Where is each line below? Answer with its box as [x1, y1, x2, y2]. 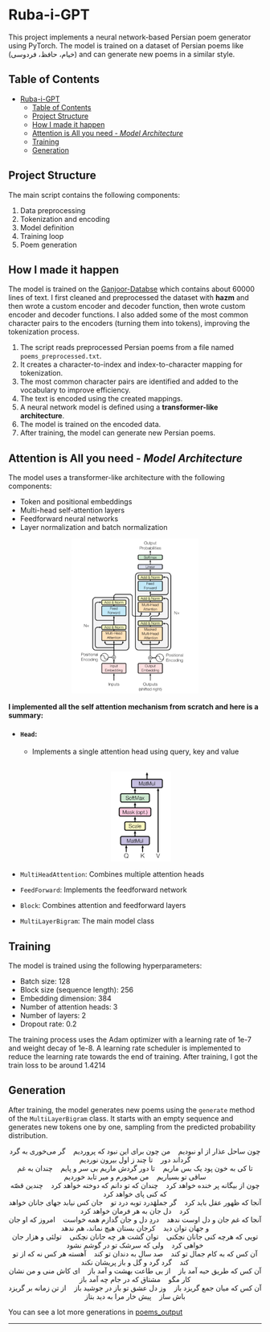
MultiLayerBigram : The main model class [19, 916, 155, 926]
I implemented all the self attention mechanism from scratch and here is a [8, 702, 259, 712]
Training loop [19, 231, 64, 240]
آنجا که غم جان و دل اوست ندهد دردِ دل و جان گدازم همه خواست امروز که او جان [8, 1215, 262, 1224]
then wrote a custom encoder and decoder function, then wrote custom [8, 302, 246, 311]
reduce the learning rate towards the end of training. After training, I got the [8, 1052, 259, 1062]
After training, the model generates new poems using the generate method [8, 1104, 256, 1115]
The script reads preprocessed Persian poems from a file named [19, 343, 235, 352]
